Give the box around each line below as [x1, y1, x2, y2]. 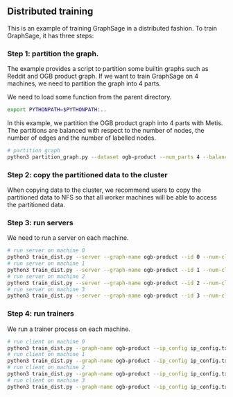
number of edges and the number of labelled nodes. [7, 133, 157, 142]
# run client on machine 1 [7, 351, 85, 358]
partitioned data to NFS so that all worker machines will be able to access [7, 193, 217, 202]
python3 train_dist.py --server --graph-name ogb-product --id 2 [7, 279, 200, 286]
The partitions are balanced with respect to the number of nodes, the [7, 126, 205, 134]
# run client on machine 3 [7, 377, 85, 384]
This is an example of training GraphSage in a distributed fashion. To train [7, 24, 217, 32]
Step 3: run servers [7, 218, 74, 227]
